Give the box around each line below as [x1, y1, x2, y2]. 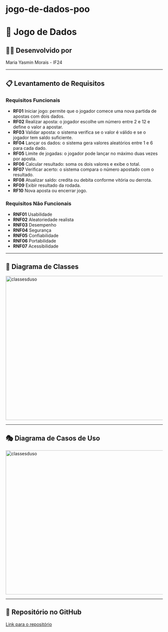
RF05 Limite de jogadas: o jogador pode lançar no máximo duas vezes [12, 150, 158, 156]
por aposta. [12, 156, 37, 162]
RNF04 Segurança [12, 227, 52, 233]
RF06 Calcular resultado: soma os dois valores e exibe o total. [12, 161, 141, 167]
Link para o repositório [5, 621, 52, 627]
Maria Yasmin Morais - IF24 [5, 59, 63, 65]
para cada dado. [12, 145, 47, 151]
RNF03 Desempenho [12, 222, 57, 228]
